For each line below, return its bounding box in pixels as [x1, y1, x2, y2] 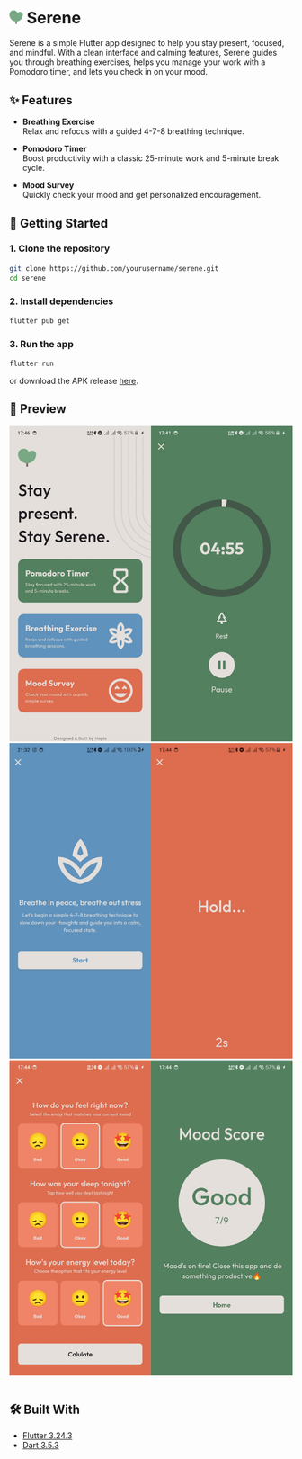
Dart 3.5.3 [22, 1440, 60, 1451]
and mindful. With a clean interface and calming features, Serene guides [9, 48, 278, 58]
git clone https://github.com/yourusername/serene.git [9, 264, 219, 273]
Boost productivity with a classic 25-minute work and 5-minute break [22, 153, 280, 164]
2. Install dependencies [9, 295, 114, 308]
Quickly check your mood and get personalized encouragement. [22, 190, 262, 201]
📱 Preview [9, 401, 67, 416]
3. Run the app [9, 337, 74, 350]
